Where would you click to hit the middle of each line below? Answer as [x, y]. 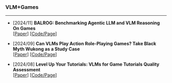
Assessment [26, 70]
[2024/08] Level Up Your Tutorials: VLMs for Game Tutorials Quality [86, 64]
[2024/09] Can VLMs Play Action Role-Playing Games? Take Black [84, 44]
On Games [24, 29]
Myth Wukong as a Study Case [46, 49]
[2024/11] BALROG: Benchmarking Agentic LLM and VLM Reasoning [86, 23]
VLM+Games [22, 7]
